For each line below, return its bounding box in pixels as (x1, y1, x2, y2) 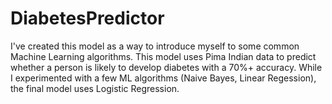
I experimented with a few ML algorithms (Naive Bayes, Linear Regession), (10, 72, 317, 84)
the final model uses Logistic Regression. (10, 82, 180, 94)
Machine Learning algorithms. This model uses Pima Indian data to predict (10, 50, 317, 62)
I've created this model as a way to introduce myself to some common (10, 40, 300, 52)
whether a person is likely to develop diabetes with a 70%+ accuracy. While (10, 61, 323, 73)
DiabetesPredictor (10, 7, 165, 30)
